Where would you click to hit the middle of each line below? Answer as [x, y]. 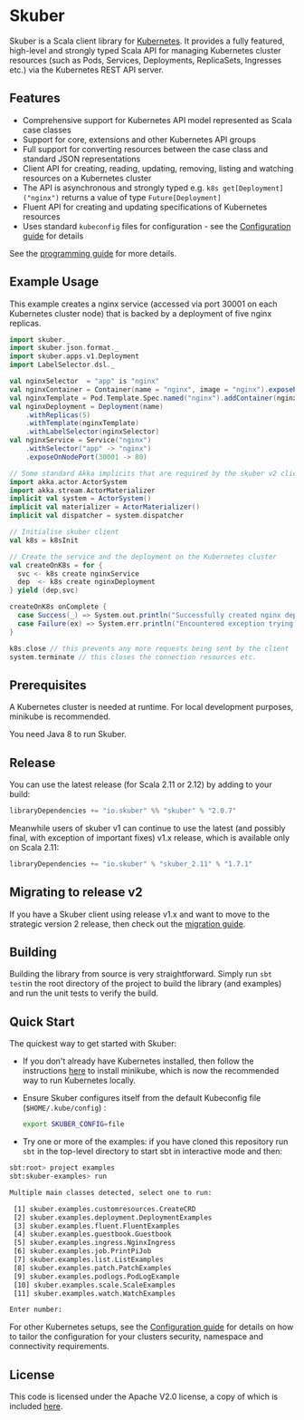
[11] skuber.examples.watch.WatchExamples [95, 1293]
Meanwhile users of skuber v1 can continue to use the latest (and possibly [147, 828]
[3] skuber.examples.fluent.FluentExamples [96, 1226]
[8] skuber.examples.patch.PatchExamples [92, 1268]
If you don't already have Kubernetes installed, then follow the [138, 1061]
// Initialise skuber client [64, 532]
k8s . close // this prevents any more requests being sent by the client [149, 648]
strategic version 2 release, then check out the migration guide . [128, 924]
